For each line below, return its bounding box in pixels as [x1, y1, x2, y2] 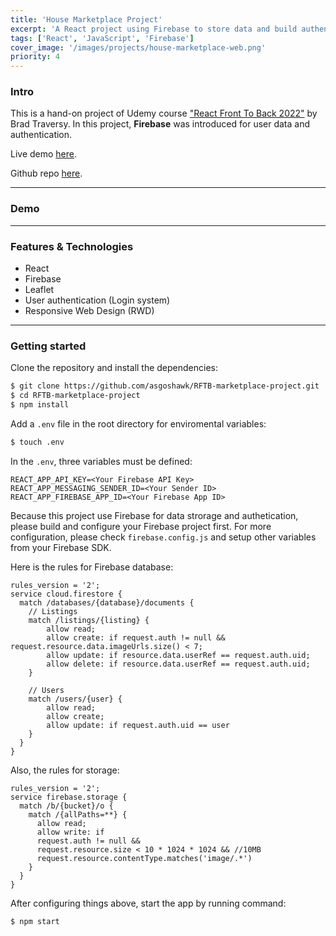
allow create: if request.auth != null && [46, 632, 226, 643]
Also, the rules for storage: [10, 764, 120, 776]
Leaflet [24, 284, 55, 296]
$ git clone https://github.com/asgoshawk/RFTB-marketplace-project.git [10, 381, 320, 391]
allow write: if [36, 827, 105, 837]
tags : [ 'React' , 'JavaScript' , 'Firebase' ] [10, 33, 195, 43]
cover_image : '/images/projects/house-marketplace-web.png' [10, 42, 267, 53]
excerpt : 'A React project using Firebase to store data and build [10, 24, 298, 34]
